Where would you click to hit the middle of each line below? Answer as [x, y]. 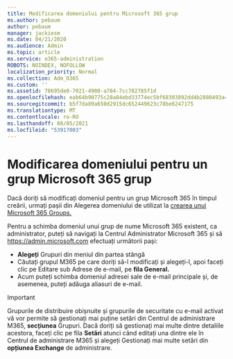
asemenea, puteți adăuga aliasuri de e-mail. [80, 284]
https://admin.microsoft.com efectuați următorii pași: [83, 241]
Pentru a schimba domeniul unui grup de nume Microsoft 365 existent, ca [112, 226]
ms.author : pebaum [34, 20]
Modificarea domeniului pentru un [107, 164]
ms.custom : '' [28, 85]
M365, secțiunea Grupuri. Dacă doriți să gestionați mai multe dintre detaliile [115, 326]
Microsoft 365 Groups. [40, 213]
